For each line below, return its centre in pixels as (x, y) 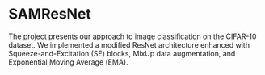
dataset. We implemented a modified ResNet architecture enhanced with (129, 44)
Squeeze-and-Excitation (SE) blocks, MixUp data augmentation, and (122, 53)
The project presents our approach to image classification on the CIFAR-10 (132, 36)
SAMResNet (50, 14)
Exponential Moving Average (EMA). (68, 62)
